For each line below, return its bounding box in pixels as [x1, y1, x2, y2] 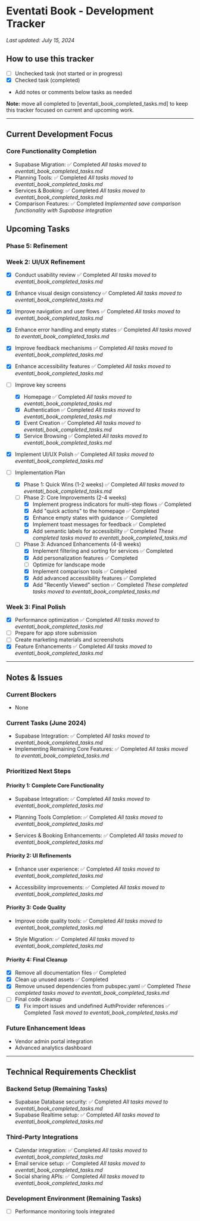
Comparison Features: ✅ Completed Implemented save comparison [14, 200, 182, 207]
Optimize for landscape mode [32, 561, 105, 568]
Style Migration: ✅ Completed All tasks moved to [14, 935, 135, 942]
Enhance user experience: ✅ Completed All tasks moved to [14, 865, 160, 872]
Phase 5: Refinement [6, 242, 68, 250]
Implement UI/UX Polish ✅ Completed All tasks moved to [14, 451, 155, 458]
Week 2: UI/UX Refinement [6, 258, 85, 266]
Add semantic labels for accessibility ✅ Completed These [32, 528, 174, 535]
